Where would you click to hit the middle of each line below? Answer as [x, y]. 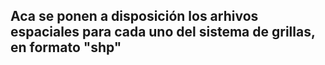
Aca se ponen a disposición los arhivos [134, 16]
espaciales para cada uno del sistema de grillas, [163, 32]
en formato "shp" [66, 47]
